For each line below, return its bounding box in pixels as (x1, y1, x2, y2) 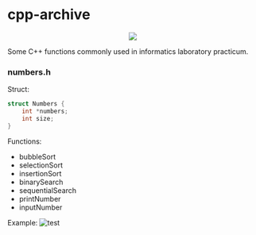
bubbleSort (18, 152, 56, 161)
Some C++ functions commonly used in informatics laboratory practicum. (7, 46, 249, 56)
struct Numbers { (7, 100, 65, 108)
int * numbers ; (21, 107, 68, 116)
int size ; (21, 114, 55, 122)
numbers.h (7, 66, 51, 77)
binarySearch (18, 177, 64, 187)
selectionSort (18, 160, 63, 170)
